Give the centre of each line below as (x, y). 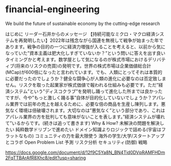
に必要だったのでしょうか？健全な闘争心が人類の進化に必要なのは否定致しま (86, 78)
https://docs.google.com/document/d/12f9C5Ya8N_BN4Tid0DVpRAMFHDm (85, 152)
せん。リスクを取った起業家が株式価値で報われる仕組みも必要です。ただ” (82, 85)
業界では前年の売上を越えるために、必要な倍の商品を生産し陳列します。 (85, 104)
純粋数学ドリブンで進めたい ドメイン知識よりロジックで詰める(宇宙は (88, 129)
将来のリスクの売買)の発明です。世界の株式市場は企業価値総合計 (84, 66)
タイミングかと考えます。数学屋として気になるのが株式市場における (77, 59)
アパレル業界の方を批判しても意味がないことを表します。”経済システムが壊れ (85, 117)
